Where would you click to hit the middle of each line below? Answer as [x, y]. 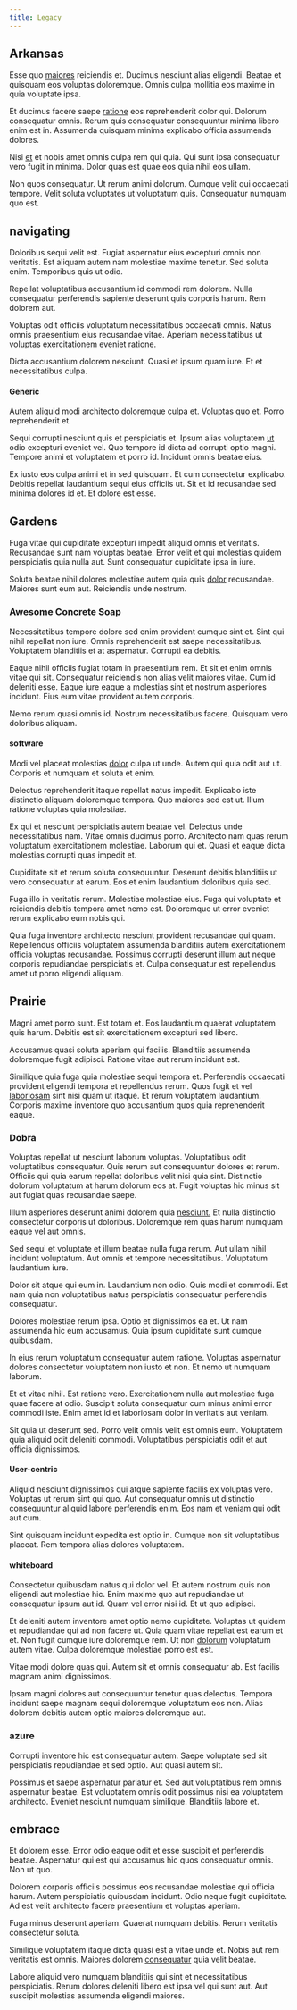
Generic [25, 391]
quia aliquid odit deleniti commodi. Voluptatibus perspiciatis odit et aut [138, 1439]
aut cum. [25, 1518]
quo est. [25, 203]
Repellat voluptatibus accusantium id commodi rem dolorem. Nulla [131, 289]
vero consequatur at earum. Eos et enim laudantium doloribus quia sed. [140, 882]
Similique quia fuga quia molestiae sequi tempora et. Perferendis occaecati [147, 1076]
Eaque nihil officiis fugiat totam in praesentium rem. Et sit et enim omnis [140, 667]
